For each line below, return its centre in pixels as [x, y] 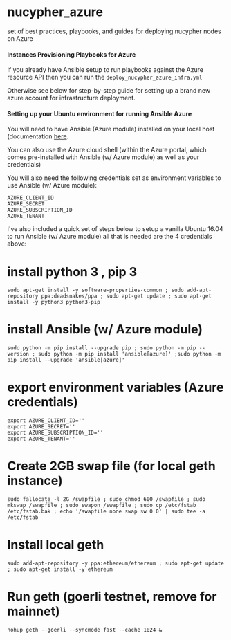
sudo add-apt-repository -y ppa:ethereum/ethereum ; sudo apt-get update [116, 564]
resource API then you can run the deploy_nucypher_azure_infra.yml [105, 77]
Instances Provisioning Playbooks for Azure [72, 54]
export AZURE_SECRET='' [41, 427]
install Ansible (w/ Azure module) [105, 330]
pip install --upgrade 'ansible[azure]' [66, 360]
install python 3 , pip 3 [72, 272]
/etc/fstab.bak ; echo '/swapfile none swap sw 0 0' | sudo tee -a [107, 512]
